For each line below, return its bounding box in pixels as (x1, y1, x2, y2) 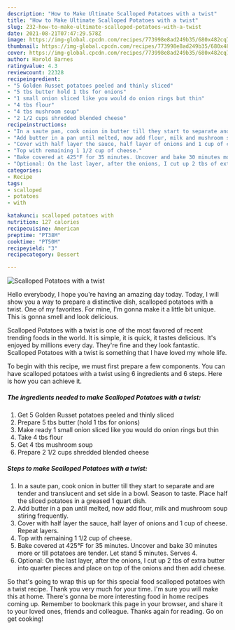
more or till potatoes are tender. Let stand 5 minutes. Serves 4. (17, 549, 198, 558)
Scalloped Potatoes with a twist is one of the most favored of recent (7, 326, 204, 335)
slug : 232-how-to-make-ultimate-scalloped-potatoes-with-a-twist (7, 23, 201, 30)
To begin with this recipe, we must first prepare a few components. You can (7, 362, 226, 370)
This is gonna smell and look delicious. (7, 313, 119, 321)
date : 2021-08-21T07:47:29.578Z (7, 29, 101, 37)
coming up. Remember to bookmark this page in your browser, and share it (7, 600, 223, 608)
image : (7, 36, 27, 43)
